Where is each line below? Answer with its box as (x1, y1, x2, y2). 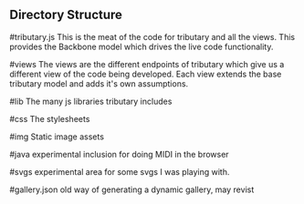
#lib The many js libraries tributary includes (9, 96, 173, 107)
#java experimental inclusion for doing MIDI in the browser (9, 148, 230, 159)
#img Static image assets (9, 131, 105, 142)
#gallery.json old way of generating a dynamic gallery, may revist (9, 184, 255, 195)
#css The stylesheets (9, 113, 90, 124)
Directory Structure (9, 7, 123, 23)
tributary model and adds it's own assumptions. (9, 77, 189, 89)
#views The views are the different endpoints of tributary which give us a (9, 58, 285, 69)
